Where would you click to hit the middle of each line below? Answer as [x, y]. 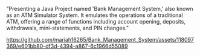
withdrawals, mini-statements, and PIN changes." [68, 28]
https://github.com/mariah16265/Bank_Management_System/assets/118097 [100, 40]
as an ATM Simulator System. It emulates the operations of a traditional [95, 15]
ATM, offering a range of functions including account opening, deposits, [96, 21]
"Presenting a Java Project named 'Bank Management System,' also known [100, 9]
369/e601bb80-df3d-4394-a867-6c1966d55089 [67, 46]
